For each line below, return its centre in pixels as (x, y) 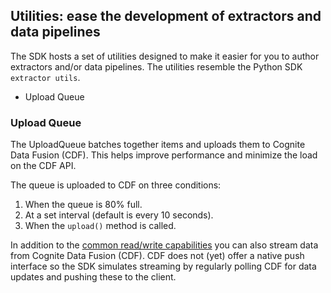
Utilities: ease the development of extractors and (166, 16)
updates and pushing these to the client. (93, 277)
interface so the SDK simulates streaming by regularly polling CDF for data (163, 266)
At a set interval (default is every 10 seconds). (119, 215)
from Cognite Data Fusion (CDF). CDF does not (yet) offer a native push (157, 256)
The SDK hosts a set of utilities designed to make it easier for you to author (165, 56)
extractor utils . (45, 77)
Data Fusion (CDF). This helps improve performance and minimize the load (164, 155)
